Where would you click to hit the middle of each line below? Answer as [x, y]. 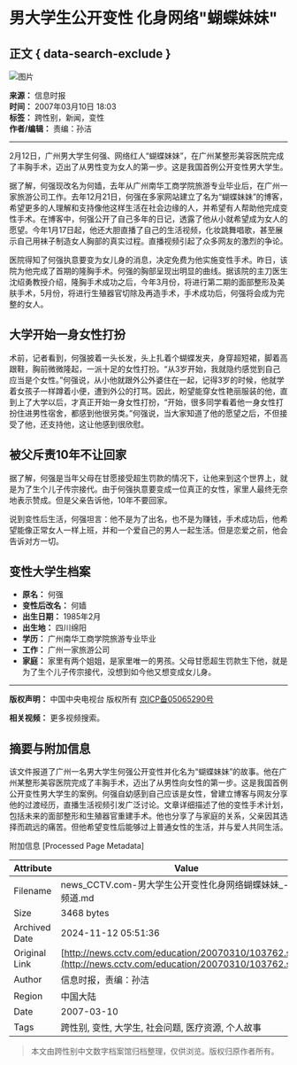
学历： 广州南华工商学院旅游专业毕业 [89, 639]
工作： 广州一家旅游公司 [66, 650]
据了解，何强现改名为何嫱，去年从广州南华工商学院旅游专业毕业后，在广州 [145, 186]
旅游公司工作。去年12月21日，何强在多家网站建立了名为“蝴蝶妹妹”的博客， [152, 197]
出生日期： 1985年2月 [61, 617]
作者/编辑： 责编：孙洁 [51, 128]
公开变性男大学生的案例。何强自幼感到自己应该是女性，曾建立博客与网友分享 [148, 794]
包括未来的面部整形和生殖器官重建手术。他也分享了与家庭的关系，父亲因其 [145, 816]
